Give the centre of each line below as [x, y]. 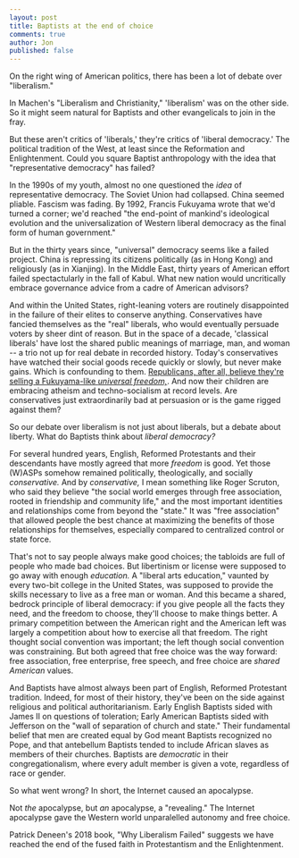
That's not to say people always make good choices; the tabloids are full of [147, 557]
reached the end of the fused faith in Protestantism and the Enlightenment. [146, 845]
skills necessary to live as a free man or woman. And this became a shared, [148, 594]
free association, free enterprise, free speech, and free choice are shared [145, 661]
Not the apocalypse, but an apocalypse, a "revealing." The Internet [132, 808]
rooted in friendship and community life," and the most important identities [146, 501]
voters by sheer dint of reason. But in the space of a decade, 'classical [139, 334]
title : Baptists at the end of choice [81, 26]
